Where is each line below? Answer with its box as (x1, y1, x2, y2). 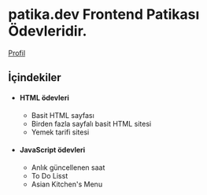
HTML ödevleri (19, 93, 69, 102)
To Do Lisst (31, 171, 68, 180)
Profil (8, 48, 26, 57)
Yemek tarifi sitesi (31, 127, 90, 137)
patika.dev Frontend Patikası (8, 6, 200, 24)
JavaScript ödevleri (19, 145, 86, 155)
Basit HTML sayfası (31, 110, 94, 120)
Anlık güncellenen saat (31, 163, 105, 172)
